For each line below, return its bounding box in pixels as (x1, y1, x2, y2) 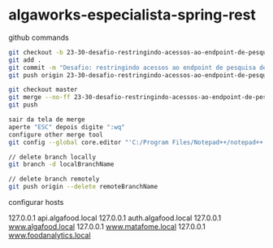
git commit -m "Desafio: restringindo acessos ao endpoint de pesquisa (8, 63, 256, 72)
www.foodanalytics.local (8, 230, 91, 241)
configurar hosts (8, 198, 64, 207)
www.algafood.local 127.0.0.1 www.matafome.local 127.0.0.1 (8, 222, 206, 232)
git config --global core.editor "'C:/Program (8, 138, 169, 146)
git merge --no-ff (8, 94, 71, 102)
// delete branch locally (8, 153, 96, 161)
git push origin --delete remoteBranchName (8, 183, 158, 191)
